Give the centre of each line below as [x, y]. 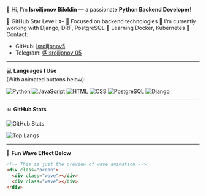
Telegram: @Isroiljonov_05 [48, 53]
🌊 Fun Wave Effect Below [39, 153]
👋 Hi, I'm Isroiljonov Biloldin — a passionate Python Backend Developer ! [99, 9]
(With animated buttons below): [46, 79]
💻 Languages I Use [32, 71]
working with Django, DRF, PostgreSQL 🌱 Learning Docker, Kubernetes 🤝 [98, 28]
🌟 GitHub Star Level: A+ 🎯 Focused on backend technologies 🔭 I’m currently [101, 21]
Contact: [17, 34]
